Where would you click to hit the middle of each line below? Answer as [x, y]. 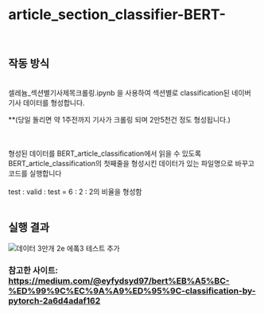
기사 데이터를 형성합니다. [47, 103]
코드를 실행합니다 [35, 173]
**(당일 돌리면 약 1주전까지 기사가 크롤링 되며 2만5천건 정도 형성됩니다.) [119, 119]
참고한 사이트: [33, 270]
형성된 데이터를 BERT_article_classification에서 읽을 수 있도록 [105, 153]
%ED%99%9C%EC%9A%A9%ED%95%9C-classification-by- [132, 291]
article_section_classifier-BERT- [117, 15]
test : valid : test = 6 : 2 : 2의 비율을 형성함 [75, 192]
